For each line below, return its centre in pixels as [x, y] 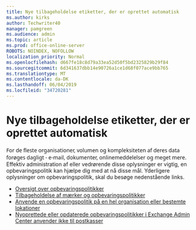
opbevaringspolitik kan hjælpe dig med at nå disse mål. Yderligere [88, 170]
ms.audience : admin [31, 34]
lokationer [27, 208]
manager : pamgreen [29, 29]
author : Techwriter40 [33, 23]
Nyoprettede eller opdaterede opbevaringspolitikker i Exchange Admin [102, 214]
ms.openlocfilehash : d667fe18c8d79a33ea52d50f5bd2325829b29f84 [87, 62]
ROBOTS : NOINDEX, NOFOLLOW [40, 51]
